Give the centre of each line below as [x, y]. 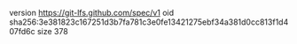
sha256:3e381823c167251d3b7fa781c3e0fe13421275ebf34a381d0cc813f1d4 [149, 22]
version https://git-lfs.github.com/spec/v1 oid [92, 13]
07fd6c [22, 31]
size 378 [52, 31]
